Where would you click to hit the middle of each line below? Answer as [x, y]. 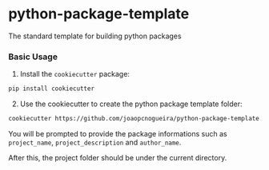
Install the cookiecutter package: [75, 74]
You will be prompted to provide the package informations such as [118, 133]
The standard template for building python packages [95, 36]
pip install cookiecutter [51, 89]
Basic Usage [33, 57]
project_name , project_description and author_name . [95, 142]
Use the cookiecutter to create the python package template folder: [131, 104]
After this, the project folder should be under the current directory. [118, 157]
